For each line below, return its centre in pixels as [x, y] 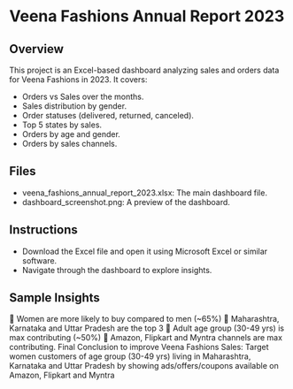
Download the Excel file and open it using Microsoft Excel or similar [145, 251]
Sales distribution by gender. [74, 106]
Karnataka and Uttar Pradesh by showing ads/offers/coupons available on [144, 366]
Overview [37, 49]
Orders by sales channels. [69, 144]
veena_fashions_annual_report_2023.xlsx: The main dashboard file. [145, 193]
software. [39, 260]
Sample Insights [54, 298]
